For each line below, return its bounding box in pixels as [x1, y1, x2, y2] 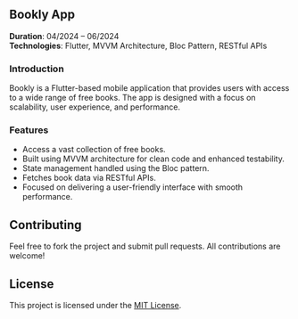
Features [9, 124, 49, 136]
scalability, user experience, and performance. [9, 102, 181, 112]
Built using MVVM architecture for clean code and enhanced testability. [21, 153, 286, 164]
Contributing [9, 217, 82, 233]
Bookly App [9, 7, 76, 22]
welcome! [9, 250, 46, 261]
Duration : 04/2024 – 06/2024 [9, 30, 120, 41]
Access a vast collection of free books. [21, 144, 167, 155]
